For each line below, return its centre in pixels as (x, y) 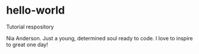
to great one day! (27, 45)
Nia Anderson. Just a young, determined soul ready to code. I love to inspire (99, 38)
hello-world (36, 10)
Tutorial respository (30, 27)
